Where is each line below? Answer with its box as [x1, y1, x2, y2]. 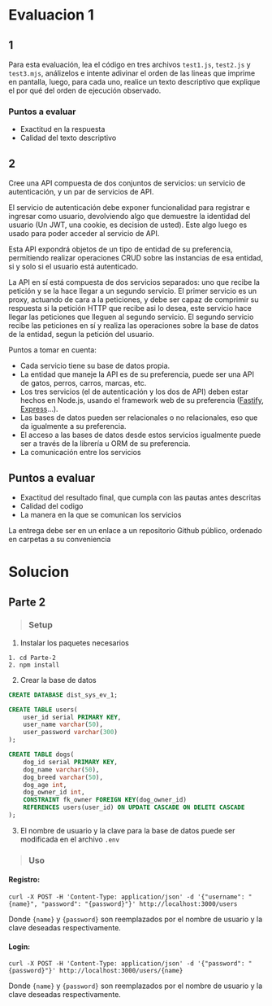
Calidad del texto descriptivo [19, 133, 117, 143]
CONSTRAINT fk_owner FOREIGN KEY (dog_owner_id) [23, 796, 187, 804]
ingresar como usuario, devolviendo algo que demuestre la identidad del [8, 212, 251, 221]
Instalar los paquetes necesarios [19, 637, 130, 648]
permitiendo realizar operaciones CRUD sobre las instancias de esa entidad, [8, 253, 264, 263]
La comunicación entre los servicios [19, 448, 141, 457]
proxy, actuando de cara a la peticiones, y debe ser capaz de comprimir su [8, 295, 259, 304]
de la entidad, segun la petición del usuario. [8, 330, 154, 339]
